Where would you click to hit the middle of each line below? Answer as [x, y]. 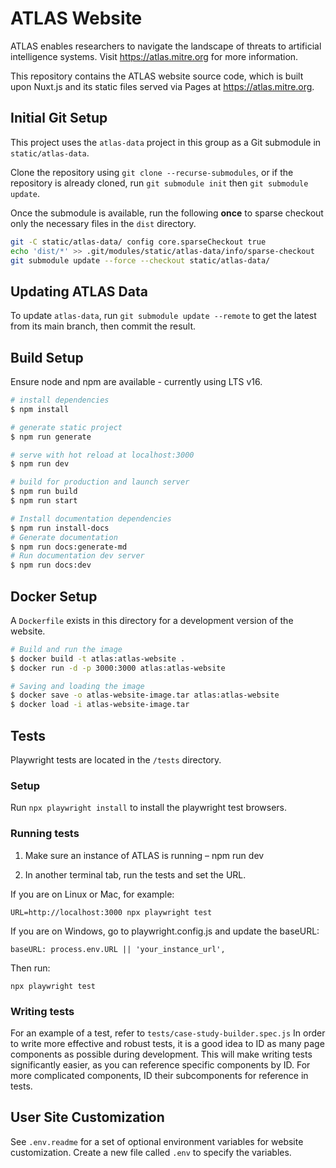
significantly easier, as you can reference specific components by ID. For [160, 1064]
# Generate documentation [64, 537]
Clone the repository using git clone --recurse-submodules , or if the [152, 172]
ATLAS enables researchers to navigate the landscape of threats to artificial [166, 46]
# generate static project [66, 427]
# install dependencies [60, 400]
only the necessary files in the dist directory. [103, 223]
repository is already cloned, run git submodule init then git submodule [159, 183]
